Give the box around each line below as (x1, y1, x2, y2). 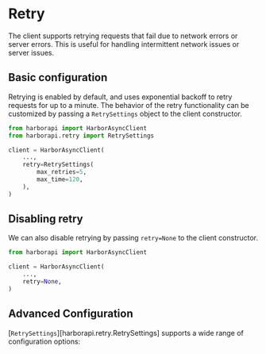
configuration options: (8, 337, 81, 346)
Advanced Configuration (8, 307, 133, 321)
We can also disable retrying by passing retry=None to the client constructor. (8, 233, 259, 243)
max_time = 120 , (37, 175, 83, 183)
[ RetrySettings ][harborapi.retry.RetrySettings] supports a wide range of (8, 328, 245, 337)
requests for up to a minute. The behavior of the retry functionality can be (8, 100, 249, 110)
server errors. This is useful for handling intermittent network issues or (8, 39, 240, 48)
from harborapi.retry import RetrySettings (8, 132, 155, 140)
